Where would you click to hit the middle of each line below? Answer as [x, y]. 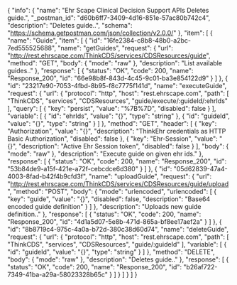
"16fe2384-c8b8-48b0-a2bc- [148, 41]
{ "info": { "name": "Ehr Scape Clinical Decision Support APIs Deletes [108, 10]
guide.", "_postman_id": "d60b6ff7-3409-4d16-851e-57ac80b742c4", [109, 18]
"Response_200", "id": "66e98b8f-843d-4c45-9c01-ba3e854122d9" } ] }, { [118, 78]
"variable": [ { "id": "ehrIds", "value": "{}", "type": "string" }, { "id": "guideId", [119, 116]
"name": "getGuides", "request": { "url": [116, 48]
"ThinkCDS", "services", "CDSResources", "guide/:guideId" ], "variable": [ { [117, 244]
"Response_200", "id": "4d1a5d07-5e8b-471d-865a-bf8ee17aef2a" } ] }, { [115, 222]
